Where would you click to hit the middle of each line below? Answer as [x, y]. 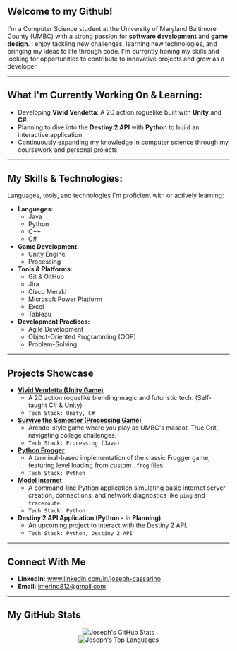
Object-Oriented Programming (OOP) [82, 337]
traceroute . [45, 503]
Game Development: [48, 247]
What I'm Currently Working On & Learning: [105, 95]
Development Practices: [54, 322]
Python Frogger [41, 450]
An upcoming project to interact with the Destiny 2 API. [108, 525]
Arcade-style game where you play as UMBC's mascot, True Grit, [123, 428]
